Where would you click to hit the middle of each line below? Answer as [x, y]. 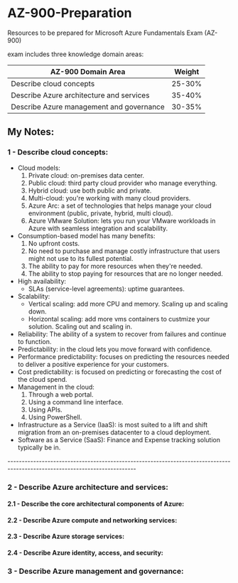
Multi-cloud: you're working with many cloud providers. [109, 198]
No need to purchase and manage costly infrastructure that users [124, 251]
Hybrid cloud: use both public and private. [90, 191]
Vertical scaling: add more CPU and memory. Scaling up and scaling [128, 304]
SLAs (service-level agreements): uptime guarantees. [106, 289]
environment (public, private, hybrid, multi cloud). [101, 213]
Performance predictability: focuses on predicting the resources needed [123, 356]
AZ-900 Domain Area [88, 71]
